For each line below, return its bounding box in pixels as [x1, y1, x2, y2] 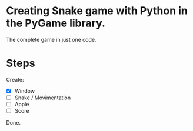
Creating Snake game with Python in [6, 4, 188, 18]
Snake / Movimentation [14, 94, 71, 101]
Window [14, 87, 35, 95]
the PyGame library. [6, 16, 106, 30]
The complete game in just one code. [6, 36, 96, 43]
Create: [6, 76, 25, 83]
